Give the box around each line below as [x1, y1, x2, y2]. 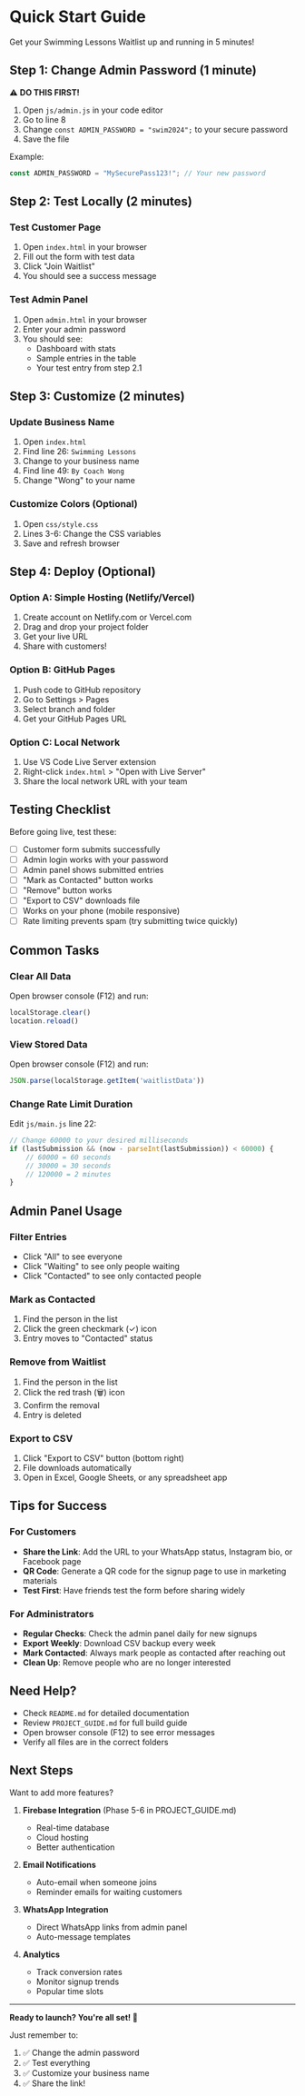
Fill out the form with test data [22, 252, 135, 263]
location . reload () [9, 1016, 79, 1026]
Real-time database [35, 1822, 110, 1833]
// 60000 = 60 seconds [25, 1152, 112, 1162]
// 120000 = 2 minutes [25, 1169, 112, 1178]
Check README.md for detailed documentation [22, 1707, 190, 1718]
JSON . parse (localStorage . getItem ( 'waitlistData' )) [9, 1076, 205, 1085]
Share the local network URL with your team [22, 775, 188, 787]
